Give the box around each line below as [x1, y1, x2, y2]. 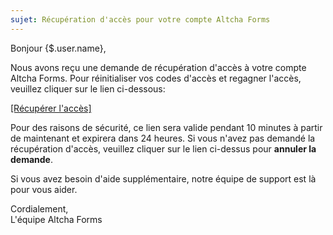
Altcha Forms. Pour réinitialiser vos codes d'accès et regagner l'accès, [10, 72, 302, 84]
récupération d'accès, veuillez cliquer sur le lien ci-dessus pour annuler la [10, 142, 317, 155]
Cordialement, [10, 202, 69, 215]
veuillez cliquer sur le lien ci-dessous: [10, 82, 166, 95]
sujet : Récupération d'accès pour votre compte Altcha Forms [10, 14, 271, 25]
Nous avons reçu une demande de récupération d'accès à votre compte [10, 61, 307, 73]
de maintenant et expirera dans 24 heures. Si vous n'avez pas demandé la [10, 132, 316, 144]
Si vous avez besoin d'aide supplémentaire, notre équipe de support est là [10, 172, 317, 185]
